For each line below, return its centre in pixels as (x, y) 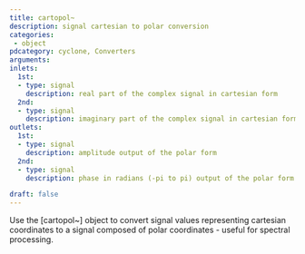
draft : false (34, 195)
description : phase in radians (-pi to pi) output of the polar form (160, 178)
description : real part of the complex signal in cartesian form (152, 93)
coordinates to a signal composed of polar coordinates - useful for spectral (150, 230)
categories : (32, 34)
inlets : (24, 69)
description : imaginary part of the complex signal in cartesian (152, 119)
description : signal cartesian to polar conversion (109, 26)
